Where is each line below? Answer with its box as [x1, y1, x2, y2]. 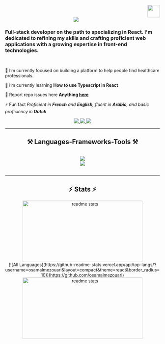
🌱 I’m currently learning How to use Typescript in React [5, 82, 118, 88]
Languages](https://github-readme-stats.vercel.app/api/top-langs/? [19, 262, 157, 268]
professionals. [5, 73, 34, 79]
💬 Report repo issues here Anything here [5, 92, 89, 98]
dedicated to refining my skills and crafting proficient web [5, 35, 146, 42]
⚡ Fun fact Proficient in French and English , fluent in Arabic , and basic [5, 101, 149, 107]
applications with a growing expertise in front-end [5, 41, 128, 48]
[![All [8, 262, 19, 268]
